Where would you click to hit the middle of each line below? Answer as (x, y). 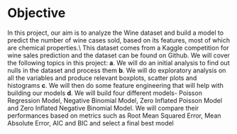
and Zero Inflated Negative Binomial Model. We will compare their (103, 108)
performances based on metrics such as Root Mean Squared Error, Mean (114, 116)
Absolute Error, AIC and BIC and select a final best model (90, 123)
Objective (37, 13)
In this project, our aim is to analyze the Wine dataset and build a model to (116, 33)
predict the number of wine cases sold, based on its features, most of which (119, 40)
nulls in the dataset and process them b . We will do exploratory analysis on (117, 70)
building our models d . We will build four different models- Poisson (105, 93)
